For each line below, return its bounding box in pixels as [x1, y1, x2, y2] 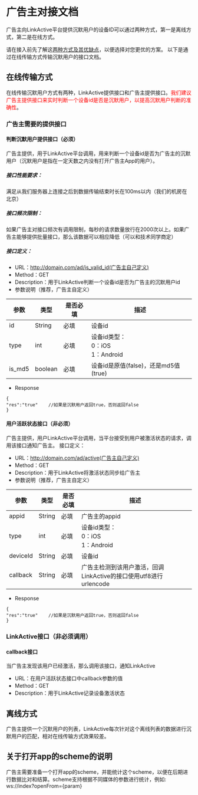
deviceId [9, 551, 34, 560]
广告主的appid [81, 512, 121, 520]
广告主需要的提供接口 [6, 120, 67, 128]
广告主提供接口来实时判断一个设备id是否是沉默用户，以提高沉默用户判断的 [6, 96, 186, 103]
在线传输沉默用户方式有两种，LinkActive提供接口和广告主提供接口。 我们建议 [6, 89, 192, 96]
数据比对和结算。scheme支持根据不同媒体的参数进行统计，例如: [11, 776, 167, 783]
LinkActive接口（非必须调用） [6, 632, 92, 640]
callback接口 [6, 648, 38, 655]
